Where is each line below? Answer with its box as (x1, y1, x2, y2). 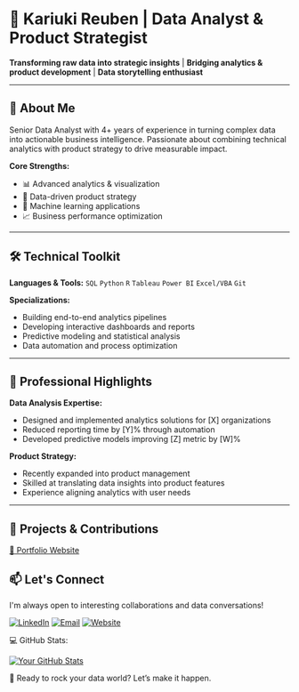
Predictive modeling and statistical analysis (21, 330, 181, 342)
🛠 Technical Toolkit (9, 249, 121, 264)
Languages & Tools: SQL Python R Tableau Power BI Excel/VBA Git (9, 277, 246, 288)
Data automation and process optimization (21, 340, 178, 350)
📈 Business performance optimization (21, 210, 163, 221)
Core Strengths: (9, 160, 69, 171)
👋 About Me (9, 101, 76, 116)
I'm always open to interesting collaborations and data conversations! (9, 600, 264, 610)
